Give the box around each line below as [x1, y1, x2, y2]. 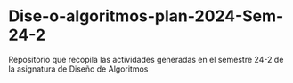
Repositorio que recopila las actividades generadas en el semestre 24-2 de [8, 54, 284, 64]
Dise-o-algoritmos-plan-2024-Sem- [8, 6, 284, 26]
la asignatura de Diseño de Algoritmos [8, 64, 149, 74]
